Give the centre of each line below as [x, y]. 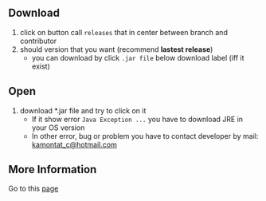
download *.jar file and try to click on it [83, 110]
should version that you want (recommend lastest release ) [116, 49]
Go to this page [33, 189]
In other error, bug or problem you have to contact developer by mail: [145, 136]
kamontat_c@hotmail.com [74, 144]
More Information [53, 169]
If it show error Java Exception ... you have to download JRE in [137, 119]
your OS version [58, 128]
